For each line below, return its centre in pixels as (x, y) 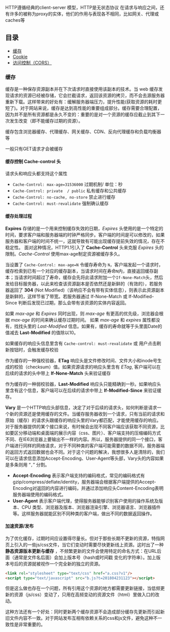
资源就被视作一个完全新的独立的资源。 (62, 563)
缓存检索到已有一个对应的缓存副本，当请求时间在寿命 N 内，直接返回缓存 (80, 271)
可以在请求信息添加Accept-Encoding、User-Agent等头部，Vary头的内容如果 (85, 458)
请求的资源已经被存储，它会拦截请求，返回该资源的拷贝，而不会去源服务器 (87, 96)
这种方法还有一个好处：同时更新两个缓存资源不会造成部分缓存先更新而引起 (83, 612)
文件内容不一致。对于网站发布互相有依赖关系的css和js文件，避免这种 (81, 618)
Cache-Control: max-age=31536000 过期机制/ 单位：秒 (68, 184)
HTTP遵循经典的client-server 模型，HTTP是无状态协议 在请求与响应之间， (83, 7)
